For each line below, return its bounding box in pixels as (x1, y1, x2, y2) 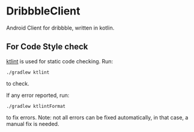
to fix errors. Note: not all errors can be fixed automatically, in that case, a (6, 113, 189, 121)
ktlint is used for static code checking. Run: (6, 57, 114, 64)
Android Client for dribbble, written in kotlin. (6, 24, 115, 31)
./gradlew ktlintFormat (6, 103, 66, 109)
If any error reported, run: (6, 92, 70, 99)
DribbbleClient (6, 4, 80, 18)
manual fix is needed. (6, 120, 59, 127)
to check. (6, 80, 29, 87)
